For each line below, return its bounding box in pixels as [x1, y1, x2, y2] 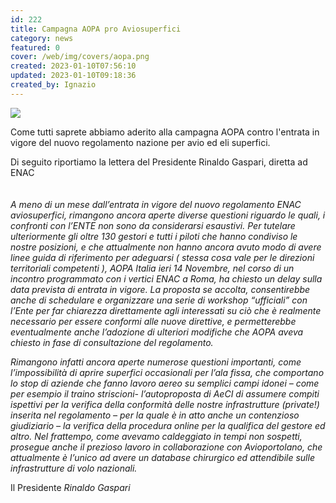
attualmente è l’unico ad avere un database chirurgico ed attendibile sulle [10, 451, 315, 463]
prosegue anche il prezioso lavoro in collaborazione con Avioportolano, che [10, 441, 323, 453]
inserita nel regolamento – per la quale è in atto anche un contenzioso [10, 409, 300, 421]
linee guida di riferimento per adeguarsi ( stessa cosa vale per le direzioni [10, 251, 315, 263]
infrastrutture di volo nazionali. [10, 462, 138, 474]
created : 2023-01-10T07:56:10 [10, 61, 137, 71]
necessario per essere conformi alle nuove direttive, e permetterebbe [10, 315, 297, 327]
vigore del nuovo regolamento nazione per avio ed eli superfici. [10, 136, 271, 148]
